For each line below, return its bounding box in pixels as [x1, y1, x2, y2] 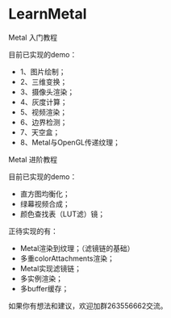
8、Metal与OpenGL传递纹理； [19, 137, 121, 147]
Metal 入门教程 [8, 32, 58, 42]
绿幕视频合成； [19, 199, 70, 208]
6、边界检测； [19, 117, 68, 127]
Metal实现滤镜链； [19, 263, 82, 273]
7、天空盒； [19, 127, 60, 137]
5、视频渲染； [19, 107, 68, 117]
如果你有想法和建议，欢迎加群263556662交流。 [8, 300, 168, 311]
